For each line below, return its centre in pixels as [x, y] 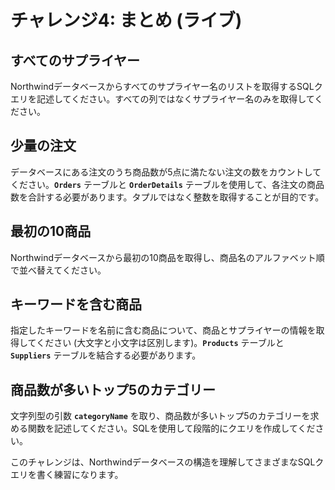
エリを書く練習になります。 [67, 475]
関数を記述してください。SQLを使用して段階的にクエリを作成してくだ [171, 428]
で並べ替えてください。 [58, 270]
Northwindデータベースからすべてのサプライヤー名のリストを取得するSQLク [166, 86]
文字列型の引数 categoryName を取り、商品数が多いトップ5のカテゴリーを [160, 416]
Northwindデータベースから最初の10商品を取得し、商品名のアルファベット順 [167, 257]
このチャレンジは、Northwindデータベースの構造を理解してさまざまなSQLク [167, 462]
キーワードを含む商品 [76, 304]
